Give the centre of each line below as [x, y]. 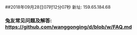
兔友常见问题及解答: [29, 21]
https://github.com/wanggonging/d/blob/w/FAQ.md [68, 27]
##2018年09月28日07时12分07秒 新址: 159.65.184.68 [58, 7]
